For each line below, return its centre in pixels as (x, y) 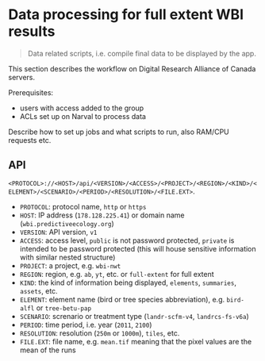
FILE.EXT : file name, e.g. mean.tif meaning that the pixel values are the (136, 341)
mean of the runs (48, 350)
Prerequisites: (31, 92)
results (32, 31)
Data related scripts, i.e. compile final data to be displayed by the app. (142, 53)
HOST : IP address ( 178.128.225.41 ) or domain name (102, 215)
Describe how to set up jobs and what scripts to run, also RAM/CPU (119, 132)
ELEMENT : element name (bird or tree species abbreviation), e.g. (122, 299)
